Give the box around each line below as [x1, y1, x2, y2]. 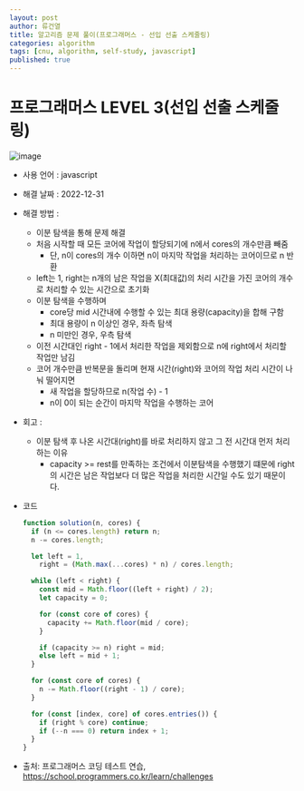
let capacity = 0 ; [39, 593, 109, 603]
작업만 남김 [35, 351, 75, 363]
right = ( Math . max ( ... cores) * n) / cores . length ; [39, 560, 234, 570]
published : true [9, 55, 71, 64]
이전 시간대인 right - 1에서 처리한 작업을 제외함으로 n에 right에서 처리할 [35, 340, 287, 351]
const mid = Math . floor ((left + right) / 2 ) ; [39, 585, 214, 594]
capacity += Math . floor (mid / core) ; [46, 618, 190, 627]
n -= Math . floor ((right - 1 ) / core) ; [39, 685, 185, 694]
